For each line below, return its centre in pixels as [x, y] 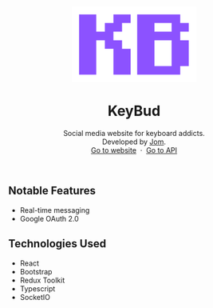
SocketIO [35, 297]
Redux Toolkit [42, 280]
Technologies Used [57, 244]
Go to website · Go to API [134, 150]
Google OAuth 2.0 [49, 218]
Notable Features [52, 191]
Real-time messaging [55, 210]
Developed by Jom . [134, 142]
